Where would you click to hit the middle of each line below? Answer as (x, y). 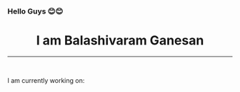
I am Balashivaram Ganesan (120, 41)
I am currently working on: (46, 80)
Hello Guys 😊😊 (35, 11)
